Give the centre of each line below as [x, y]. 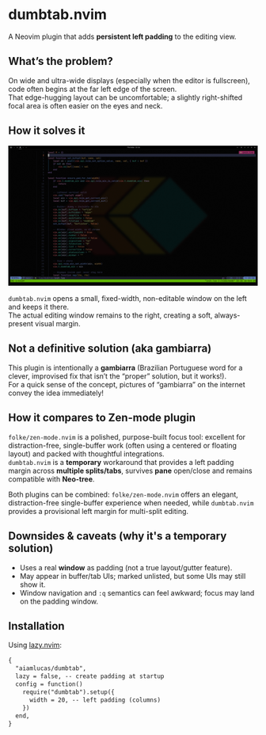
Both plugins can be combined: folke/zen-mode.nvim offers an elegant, [123, 494]
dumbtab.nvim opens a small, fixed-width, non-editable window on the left [127, 299]
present [21, 324]
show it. [32, 585]
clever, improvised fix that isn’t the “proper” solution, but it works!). [118, 376]
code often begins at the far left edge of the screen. [93, 89]
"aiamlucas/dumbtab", [51, 668]
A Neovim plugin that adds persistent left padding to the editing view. [122, 36]
